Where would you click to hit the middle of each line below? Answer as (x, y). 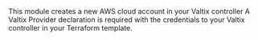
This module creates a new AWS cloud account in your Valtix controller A (129, 11)
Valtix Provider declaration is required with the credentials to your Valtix (127, 20)
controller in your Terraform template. (70, 28)
